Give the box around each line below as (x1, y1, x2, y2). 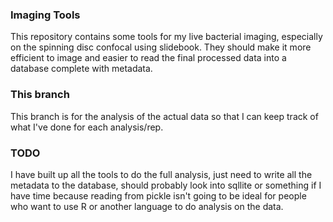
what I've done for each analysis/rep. (10, 121, 164, 133)
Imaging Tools (10, 8, 81, 22)
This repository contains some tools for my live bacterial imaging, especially (10, 31, 323, 43)
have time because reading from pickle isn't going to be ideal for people (10, 189, 307, 202)
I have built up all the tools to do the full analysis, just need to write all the (10, 168, 313, 180)
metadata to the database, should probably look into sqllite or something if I (10, 179, 322, 191)
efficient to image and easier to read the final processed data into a (10, 52, 287, 64)
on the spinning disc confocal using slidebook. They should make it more (10, 41, 312, 53)
